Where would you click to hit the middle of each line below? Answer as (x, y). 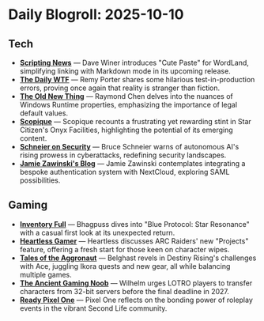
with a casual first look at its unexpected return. (97, 232)
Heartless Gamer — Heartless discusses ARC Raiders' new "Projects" (134, 241)
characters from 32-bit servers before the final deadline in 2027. (124, 291)
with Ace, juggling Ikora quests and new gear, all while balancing (125, 266)
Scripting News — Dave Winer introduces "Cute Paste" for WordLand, (134, 62)
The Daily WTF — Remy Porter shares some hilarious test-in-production (137, 79)
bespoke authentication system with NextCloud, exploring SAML (124, 172)
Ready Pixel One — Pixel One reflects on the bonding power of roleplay (136, 300)
